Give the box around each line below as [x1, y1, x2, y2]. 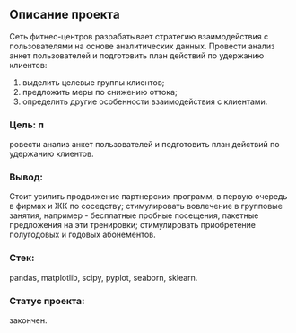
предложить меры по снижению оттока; [22, 86, 178, 97]
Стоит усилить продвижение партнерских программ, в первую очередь [9, 191, 288, 202]
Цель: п [9, 118, 45, 131]
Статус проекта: [9, 294, 85, 307]
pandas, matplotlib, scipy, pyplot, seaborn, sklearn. [9, 272, 198, 283]
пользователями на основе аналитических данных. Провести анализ [9, 40, 275, 51]
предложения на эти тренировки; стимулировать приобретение [9, 220, 257, 231]
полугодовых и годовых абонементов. [9, 229, 157, 241]
